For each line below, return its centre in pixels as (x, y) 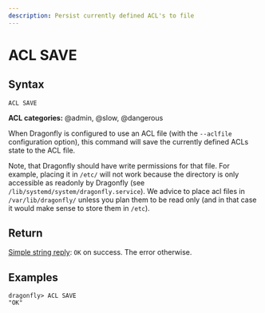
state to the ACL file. (42, 150)
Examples (33, 277)
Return (26, 234)
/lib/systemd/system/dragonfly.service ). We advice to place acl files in (127, 191)
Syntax (26, 85)
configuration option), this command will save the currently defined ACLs (129, 141)
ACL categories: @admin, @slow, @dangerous (86, 117)
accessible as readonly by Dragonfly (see (77, 182)
